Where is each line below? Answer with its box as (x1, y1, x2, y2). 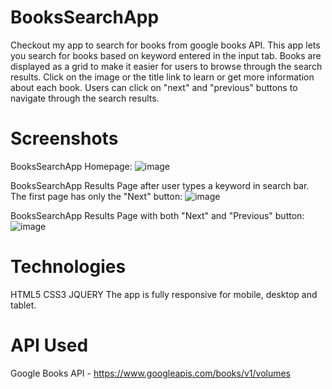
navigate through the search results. (10, 92, 160, 104)
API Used (10, 334, 89, 356)
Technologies (10, 256, 127, 278)
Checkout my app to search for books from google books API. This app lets (10, 39, 321, 51)
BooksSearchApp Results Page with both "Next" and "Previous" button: (10, 209, 305, 221)
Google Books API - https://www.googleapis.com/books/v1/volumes (10, 367, 292, 379)
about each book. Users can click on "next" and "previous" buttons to (10, 81, 298, 93)
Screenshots (10, 127, 119, 150)
